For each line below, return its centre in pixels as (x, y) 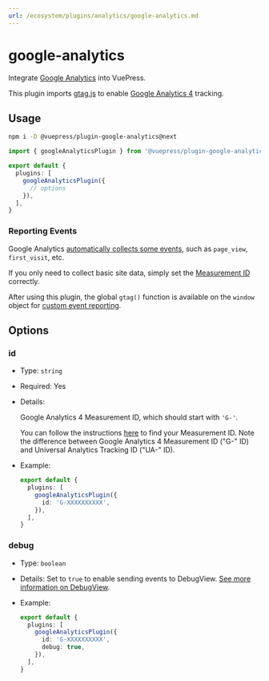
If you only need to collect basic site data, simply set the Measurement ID (129, 273)
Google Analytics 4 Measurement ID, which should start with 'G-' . (129, 417)
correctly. (24, 281)
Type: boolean (43, 563)
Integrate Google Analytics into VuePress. (77, 78)
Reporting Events (43, 231)
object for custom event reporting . (65, 305)
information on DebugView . (65, 587)
